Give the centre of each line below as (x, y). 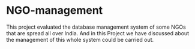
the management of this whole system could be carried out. (80, 39)
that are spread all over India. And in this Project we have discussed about (98, 33)
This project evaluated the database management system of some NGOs (96, 27)
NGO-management (55, 10)
